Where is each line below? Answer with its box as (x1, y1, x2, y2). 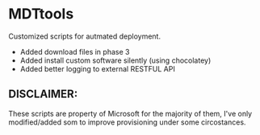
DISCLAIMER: (8, 88, 78, 101)
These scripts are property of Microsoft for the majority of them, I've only (8, 108, 253, 118)
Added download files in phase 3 (19, 47, 130, 56)
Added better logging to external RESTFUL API (19, 63, 175, 73)
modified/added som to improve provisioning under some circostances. (8, 117, 246, 127)
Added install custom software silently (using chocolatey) (19, 55, 212, 65)
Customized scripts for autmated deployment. (8, 31, 161, 41)
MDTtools (8, 5, 74, 23)
